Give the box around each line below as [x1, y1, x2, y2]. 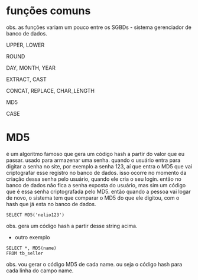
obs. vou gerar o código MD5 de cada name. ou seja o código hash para [6, 261, 183, 268]
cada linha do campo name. [6, 267, 74, 274]
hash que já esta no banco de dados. [6, 200, 96, 207]
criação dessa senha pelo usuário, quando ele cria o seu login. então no [6, 175, 181, 183]
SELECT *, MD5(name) [6, 245, 57, 251]
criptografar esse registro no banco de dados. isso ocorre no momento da [6, 169, 187, 176]
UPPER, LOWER [6, 41, 45, 48]
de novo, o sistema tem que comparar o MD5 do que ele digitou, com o [6, 194, 180, 201]
